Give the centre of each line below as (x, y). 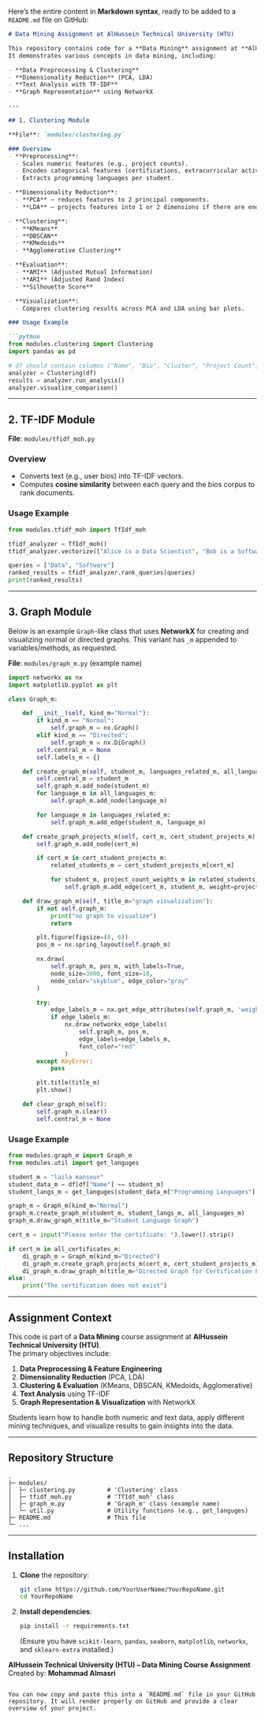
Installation (36, 1556)
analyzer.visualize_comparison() (63, 388)
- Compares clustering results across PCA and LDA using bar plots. (130, 308)
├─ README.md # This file (77, 1517)
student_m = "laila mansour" (56, 1177)
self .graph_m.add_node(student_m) (93, 786)
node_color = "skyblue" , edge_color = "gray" (119, 981)
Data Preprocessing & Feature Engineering (91, 1368)
